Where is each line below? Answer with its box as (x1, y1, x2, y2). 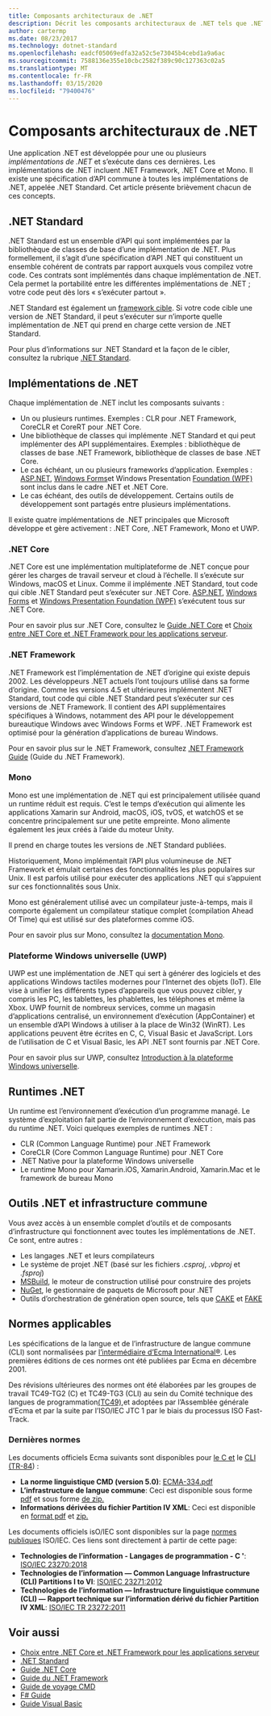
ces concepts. (8, 191, 56, 201)
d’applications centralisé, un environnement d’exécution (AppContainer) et (8, 1011, 256, 1021)
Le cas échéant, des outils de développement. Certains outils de (19, 490, 234, 500)
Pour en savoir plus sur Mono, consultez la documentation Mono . (8, 930, 225, 940)
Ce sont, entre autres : (8, 1235, 83, 1245)
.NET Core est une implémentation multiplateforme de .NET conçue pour (8, 562, 250, 571)
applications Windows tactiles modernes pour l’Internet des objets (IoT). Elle (8, 977, 262, 987)
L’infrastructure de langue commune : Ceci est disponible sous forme (19, 1485, 252, 1495)
